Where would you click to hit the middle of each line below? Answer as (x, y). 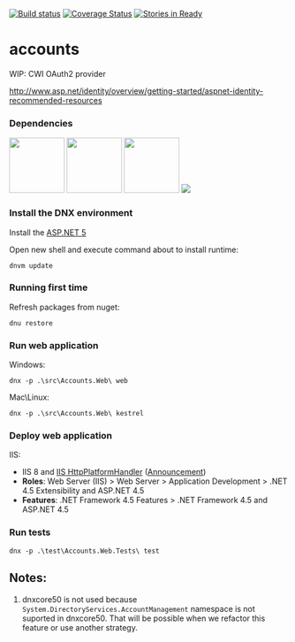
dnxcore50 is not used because (79, 599)
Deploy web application (61, 436)
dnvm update (31, 265)
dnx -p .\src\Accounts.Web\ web (68, 381)
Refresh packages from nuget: (64, 307)
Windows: (27, 365)
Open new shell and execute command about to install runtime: (124, 249)
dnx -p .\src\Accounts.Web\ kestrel (76, 414)
